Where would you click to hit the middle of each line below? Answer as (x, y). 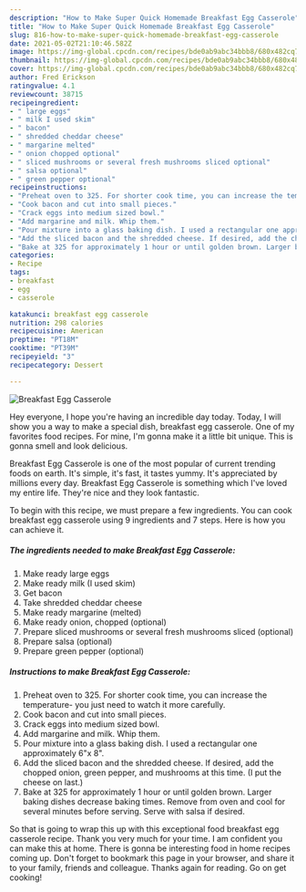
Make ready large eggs (66, 573)
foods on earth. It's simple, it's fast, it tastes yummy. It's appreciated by (143, 473)
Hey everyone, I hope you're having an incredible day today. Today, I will (145, 417)
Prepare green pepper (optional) (83, 651)
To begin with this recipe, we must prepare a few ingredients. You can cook (151, 510)
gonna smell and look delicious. (69, 446)
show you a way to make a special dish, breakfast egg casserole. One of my (152, 426)
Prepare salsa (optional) (67, 641)
